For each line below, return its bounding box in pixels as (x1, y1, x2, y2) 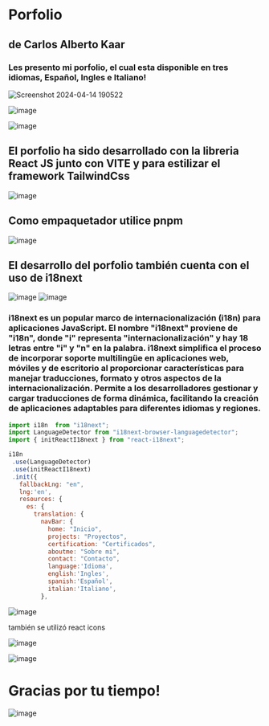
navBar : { (40, 518, 74, 526)
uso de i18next (8, 271, 83, 284)
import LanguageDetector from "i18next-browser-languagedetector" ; (8, 428, 239, 437)
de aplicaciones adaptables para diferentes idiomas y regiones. (8, 403, 261, 414)
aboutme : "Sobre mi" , (47, 548, 120, 556)
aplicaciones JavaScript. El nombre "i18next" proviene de (8, 323, 238, 334)
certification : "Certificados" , (47, 540, 157, 548)
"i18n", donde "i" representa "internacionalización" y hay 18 (8, 332, 249, 344)
